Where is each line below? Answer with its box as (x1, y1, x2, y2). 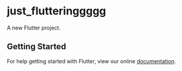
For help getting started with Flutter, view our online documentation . (7, 57, 176, 64)
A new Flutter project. (7, 24, 61, 31)
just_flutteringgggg (7, 4, 106, 18)
